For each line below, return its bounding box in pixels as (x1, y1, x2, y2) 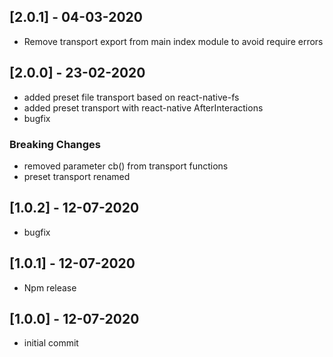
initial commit (23, 337, 79, 349)
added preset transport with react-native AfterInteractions (23, 101, 264, 114)
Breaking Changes (9, 137, 102, 151)
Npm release (23, 281, 77, 294)
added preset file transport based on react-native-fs (23, 91, 240, 103)
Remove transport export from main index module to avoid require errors (23, 35, 324, 47)
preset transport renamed (23, 170, 131, 182)
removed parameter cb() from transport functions (23, 160, 229, 172)
